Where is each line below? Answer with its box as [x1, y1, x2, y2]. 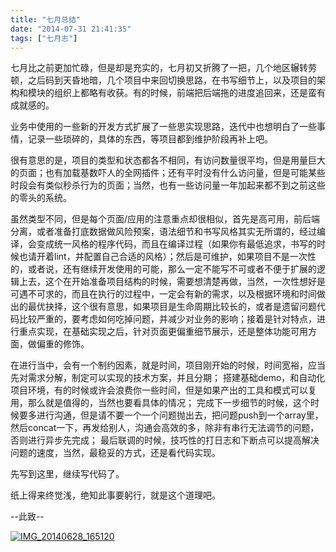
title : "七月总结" [10, 14, 82, 25]
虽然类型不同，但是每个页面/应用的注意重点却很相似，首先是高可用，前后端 [10, 213, 321, 225]
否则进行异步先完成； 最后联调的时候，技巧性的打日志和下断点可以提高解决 [10, 434, 320, 446]
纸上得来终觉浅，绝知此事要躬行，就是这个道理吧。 [10, 489, 221, 501]
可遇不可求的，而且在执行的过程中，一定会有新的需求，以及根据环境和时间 [10, 288, 317, 300]
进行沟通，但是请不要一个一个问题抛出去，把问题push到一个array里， [36, 409, 324, 421]
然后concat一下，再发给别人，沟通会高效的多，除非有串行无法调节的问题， [10, 422, 320, 434]
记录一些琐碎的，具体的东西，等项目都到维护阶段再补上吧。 [27, 133, 273, 145]
